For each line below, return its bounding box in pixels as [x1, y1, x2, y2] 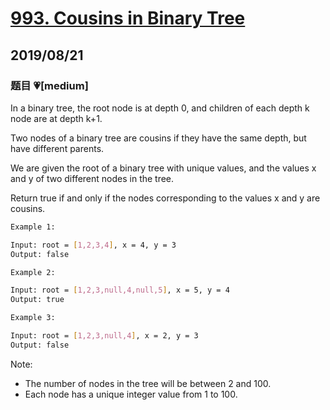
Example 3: [10, 313, 56, 323]
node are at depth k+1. [10, 112, 103, 124]
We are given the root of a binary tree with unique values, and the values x [10, 162, 317, 174]
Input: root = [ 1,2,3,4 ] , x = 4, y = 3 [10, 240, 177, 250]
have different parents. [10, 142, 105, 154]
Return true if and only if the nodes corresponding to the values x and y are [10, 192, 321, 204]
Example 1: [10, 222, 56, 232]
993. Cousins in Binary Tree [10, 7, 246, 30]
